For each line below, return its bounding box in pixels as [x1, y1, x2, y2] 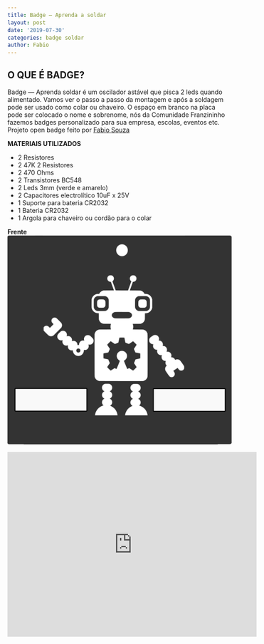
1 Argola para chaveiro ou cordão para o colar [17, 214, 152, 222]
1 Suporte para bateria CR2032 [17, 198, 109, 207]
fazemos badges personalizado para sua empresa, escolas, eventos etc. [7, 118, 220, 126]
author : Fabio [7, 41, 50, 49]
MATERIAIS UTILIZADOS [7, 139, 82, 147]
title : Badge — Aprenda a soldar [7, 11, 107, 19]
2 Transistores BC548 [17, 175, 82, 185]
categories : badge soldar [7, 34, 84, 41]
